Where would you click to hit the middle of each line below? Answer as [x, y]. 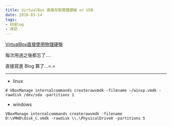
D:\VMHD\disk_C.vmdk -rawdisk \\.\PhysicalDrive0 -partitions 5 [75, 118]
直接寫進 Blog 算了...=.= [30, 66]
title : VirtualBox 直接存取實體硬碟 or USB [49, 10]
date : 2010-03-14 [24, 15]
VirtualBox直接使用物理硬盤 [34, 45]
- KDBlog [15, 24]
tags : [11, 19]
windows [22, 104]
